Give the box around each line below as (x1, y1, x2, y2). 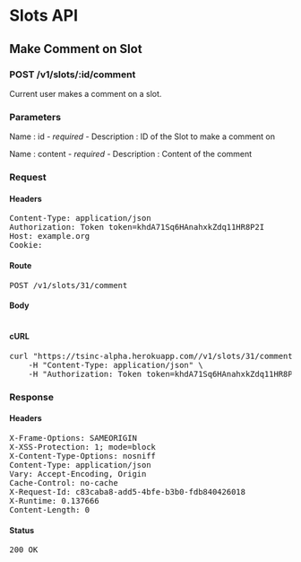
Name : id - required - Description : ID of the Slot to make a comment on (9, 131, 276, 142)
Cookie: (9, 240, 43, 250)
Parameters (9, 110, 61, 123)
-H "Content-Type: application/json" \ (28, 360, 203, 370)
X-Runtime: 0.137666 (9, 496, 100, 506)
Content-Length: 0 (9, 505, 90, 515)
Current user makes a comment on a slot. (9, 88, 162, 99)
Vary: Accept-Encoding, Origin (9, 469, 147, 479)
